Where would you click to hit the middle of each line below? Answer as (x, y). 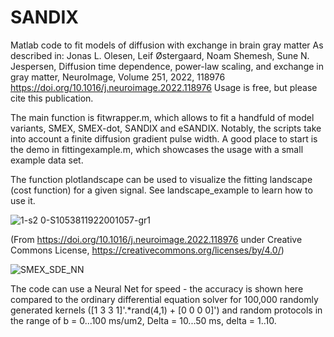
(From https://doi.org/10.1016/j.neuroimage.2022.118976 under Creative (156, 239)
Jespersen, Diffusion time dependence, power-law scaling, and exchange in (167, 66)
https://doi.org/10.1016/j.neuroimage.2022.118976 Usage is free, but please (164, 87)
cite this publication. (52, 98)
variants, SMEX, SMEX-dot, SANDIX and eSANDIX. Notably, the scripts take (166, 128)
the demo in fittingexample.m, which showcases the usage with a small (157, 149)
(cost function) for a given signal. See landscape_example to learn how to (161, 190)
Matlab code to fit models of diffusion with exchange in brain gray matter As (167, 45)
